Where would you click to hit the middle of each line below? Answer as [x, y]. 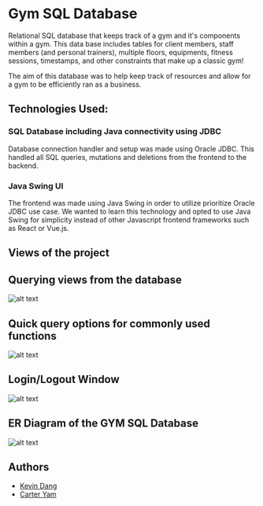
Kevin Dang [38, 486]
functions [32, 336]
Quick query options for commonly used [109, 324]
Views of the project [59, 253]
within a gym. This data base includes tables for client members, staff [121, 43]
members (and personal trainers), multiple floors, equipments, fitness [121, 52]
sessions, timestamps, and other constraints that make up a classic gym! [126, 61]
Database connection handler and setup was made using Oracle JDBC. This [131, 149]
